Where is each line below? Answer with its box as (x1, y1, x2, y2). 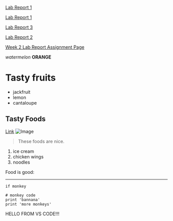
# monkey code (5, 192, 36, 198)
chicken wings (12, 153, 44, 159)
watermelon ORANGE (5, 54, 51, 60)
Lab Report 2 (5, 34, 33, 40)
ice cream (12, 148, 34, 154)
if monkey (5, 184, 27, 189)
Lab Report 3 (5, 24, 33, 30)
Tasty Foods (5, 115, 46, 124)
